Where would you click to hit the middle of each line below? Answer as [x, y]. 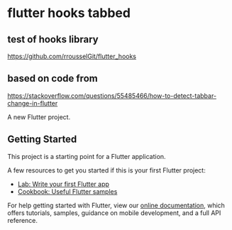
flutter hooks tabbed [69, 13]
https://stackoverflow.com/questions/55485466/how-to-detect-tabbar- [112, 95]
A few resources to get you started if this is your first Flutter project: [106, 170]
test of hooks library [53, 39]
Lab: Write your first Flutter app [63, 184]
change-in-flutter [33, 103]
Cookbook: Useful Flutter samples [67, 191]
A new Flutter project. [39, 117]
